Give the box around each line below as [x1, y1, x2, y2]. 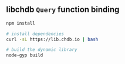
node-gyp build [6, 52, 43, 58]
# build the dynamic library [6, 47, 77, 53]
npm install [6, 20, 35, 26]
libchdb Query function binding [6, 5, 120, 15]
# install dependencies [6, 31, 65, 37]
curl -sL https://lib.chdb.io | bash [6, 36, 99, 42]
